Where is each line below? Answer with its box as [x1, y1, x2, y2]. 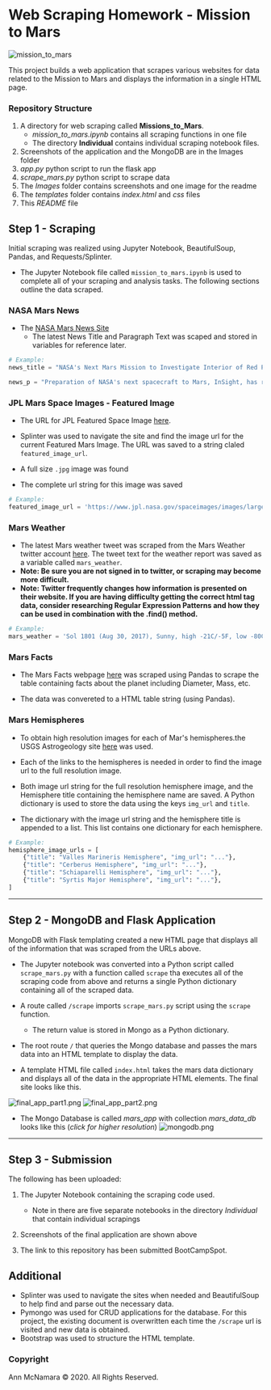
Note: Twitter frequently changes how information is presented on [19, 584, 248, 594]
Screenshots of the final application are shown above [19, 1230, 198, 1240]
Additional [8, 1269, 62, 1282]
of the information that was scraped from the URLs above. [8, 944, 202, 953]
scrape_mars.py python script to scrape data [19, 172, 171, 183]
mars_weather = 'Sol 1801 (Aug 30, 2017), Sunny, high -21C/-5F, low [8, 632, 248, 640]
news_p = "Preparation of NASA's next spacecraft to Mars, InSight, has [8, 378, 258, 387]
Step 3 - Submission [8, 1152, 113, 1166]
